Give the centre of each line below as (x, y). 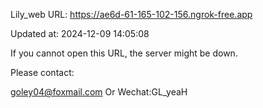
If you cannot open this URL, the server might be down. (124, 53)
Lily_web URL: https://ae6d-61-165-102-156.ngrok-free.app (131, 14)
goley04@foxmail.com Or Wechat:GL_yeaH (99, 92)
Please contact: (42, 72)
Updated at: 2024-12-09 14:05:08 (80, 33)
